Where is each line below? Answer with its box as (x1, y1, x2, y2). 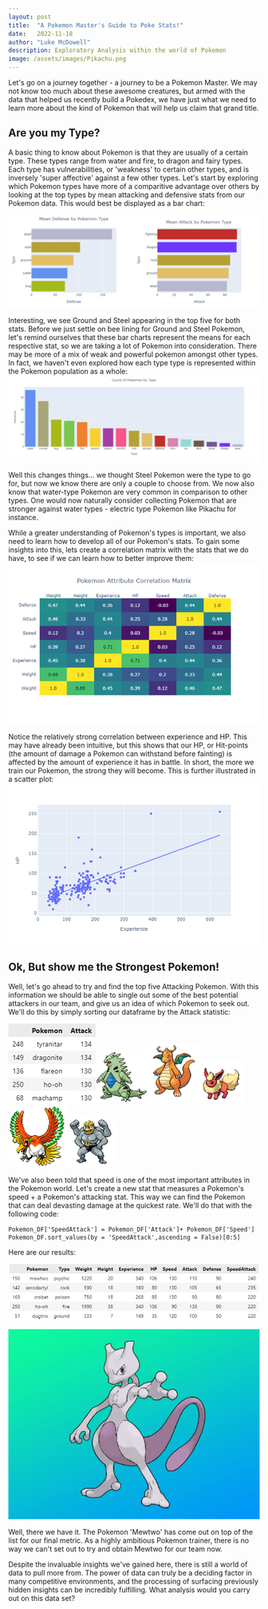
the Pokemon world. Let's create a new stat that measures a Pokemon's (8, 1183, 245, 1193)
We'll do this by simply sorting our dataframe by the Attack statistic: (8, 1007, 231, 1016)
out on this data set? (8, 1593, 76, 1603)
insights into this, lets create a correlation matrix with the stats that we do (8, 545, 249, 554)
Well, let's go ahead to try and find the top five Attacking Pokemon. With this (8, 981, 259, 991)
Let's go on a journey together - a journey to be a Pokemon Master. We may (8, 78, 258, 87)
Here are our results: (8, 1247, 76, 1256)
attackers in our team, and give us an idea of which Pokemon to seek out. (8, 998, 250, 1008)
